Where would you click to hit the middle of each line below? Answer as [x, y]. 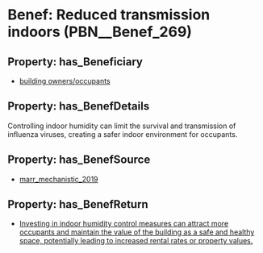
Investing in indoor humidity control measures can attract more [124, 224]
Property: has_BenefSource [79, 160]
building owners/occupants [65, 81]
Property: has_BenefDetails [79, 106]
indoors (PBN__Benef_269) [100, 32]
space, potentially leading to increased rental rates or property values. [136, 241]
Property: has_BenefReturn [78, 204]
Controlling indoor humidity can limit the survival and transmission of [122, 126]
